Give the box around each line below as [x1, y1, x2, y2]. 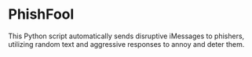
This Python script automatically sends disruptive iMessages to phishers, [8, 31, 245, 41]
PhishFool [8, 5, 75, 23]
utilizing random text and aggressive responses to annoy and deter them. [8, 39, 245, 48]
